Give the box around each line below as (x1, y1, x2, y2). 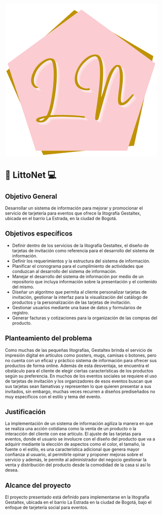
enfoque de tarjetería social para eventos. (5, 505, 89, 511)
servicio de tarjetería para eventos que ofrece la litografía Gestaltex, (5, 210, 141, 216)
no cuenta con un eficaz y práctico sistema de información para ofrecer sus (5, 357, 157, 363)
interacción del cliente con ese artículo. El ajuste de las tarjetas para (5, 431, 142, 437)
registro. (12, 310, 29, 315)
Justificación (5, 408, 46, 416)
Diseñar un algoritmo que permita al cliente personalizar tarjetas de (12, 289, 147, 295)
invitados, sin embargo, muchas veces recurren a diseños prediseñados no (5, 388, 155, 394)
